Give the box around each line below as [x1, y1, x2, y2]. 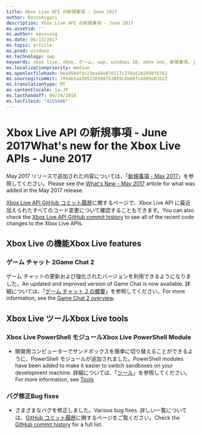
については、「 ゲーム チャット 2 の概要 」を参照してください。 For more [11, 288, 185, 295]
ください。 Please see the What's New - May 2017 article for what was [22, 179, 196, 187]
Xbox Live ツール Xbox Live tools [6, 313, 128, 324]
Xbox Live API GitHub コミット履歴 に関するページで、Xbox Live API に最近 [6, 199, 191, 206]
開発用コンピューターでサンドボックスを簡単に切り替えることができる [14, 348, 188, 355]
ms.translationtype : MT [6, 82, 66, 88]
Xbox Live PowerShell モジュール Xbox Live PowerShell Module [6, 333, 191, 341]
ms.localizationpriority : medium [6, 64, 90, 71]
